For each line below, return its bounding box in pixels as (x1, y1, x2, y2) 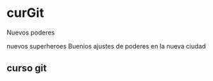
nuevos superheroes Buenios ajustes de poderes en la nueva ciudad (6, 42, 207, 50)
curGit (6, 5, 45, 21)
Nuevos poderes (6, 28, 55, 37)
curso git (6, 62, 47, 75)
